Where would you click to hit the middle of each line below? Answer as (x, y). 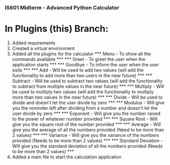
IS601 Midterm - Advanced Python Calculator (62, 8)
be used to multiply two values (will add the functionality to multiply (83, 91)
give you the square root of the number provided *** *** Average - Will (87, 124)
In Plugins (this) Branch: (57, 29)
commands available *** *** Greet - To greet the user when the (79, 59)
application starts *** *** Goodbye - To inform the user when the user (86, 64)
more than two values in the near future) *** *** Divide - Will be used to (87, 97)
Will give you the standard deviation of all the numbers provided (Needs (88, 146)
